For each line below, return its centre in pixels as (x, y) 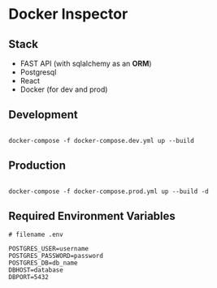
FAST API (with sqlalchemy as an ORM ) (86, 63)
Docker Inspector (68, 14)
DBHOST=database (36, 270)
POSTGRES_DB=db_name (43, 263)
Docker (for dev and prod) (64, 89)
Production (37, 166)
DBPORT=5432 (28, 277)
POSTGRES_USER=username (49, 249)
